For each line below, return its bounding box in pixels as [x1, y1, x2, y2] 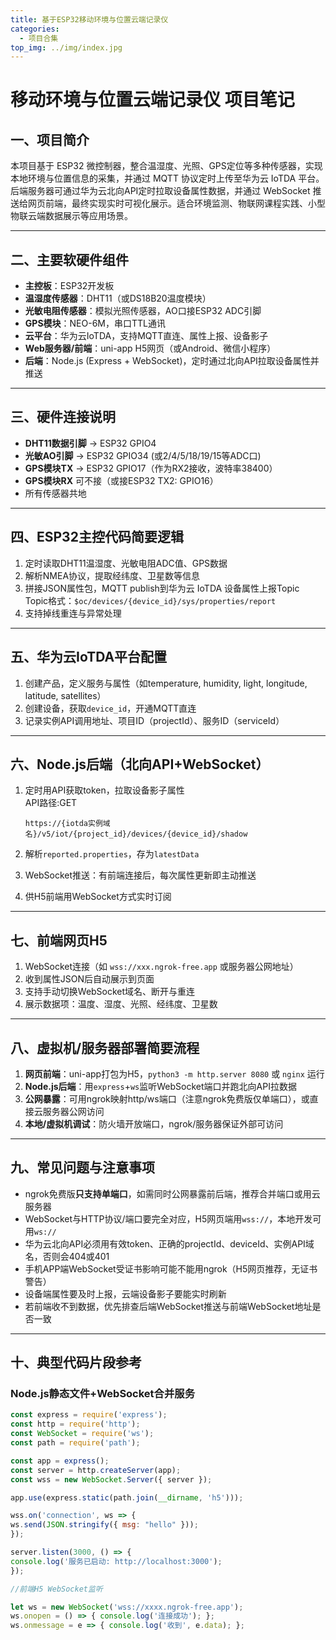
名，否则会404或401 [24, 1250, 110, 1262]
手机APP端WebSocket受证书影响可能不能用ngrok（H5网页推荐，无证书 [24, 1262, 318, 1275]
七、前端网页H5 [10, 932, 108, 949]
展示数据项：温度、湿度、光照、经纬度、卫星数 [24, 998, 218, 1010]
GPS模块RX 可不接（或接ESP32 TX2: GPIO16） [24, 474, 219, 486]
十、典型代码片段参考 [10, 1354, 142, 1371]
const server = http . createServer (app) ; [10, 1465, 182, 1475]
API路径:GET [24, 797, 78, 809]
